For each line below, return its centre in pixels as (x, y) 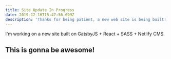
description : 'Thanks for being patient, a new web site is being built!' (87, 19)
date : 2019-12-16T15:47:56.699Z (40, 15)
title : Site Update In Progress (40, 10)
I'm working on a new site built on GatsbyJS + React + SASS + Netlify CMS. (85, 34)
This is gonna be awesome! (50, 50)
